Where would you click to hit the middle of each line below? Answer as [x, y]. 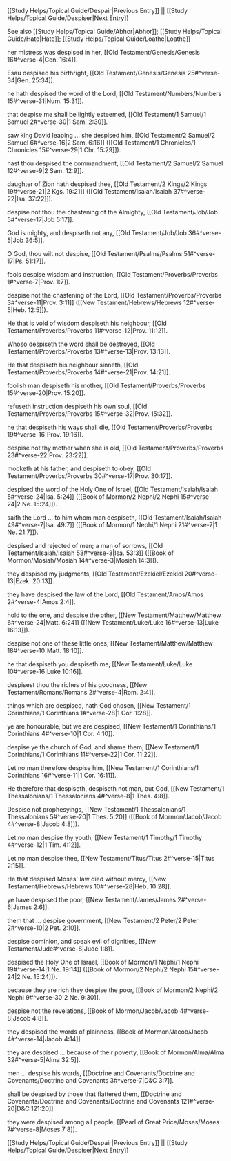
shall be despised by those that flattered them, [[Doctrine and [94, 1094]
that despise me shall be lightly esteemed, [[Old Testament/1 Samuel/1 [107, 115]
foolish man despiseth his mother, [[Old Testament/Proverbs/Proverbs [107, 385]
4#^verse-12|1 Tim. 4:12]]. [44, 845]
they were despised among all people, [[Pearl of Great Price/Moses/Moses [113, 1122]
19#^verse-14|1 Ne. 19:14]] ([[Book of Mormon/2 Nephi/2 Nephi [97, 969]
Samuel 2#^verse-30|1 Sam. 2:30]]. [58, 122]
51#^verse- [200, 254]
